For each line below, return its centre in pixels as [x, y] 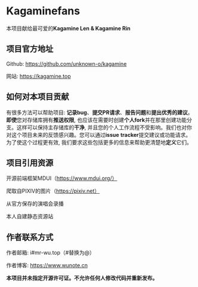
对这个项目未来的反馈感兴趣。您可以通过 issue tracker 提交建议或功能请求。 [99, 135]
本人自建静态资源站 [30, 216]
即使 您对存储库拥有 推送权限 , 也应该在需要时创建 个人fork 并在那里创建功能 [96, 120]
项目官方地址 [30, 49]
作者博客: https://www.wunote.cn [47, 265]
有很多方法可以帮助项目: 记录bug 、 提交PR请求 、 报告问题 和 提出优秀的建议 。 [100, 112]
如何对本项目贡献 [38, 97]
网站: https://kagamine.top [39, 76]
